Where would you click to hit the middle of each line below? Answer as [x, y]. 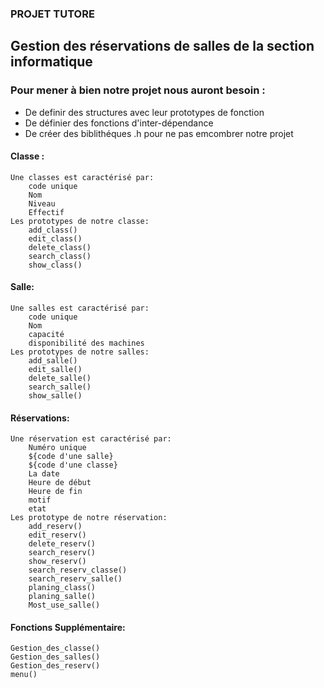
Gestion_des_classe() [55, 648]
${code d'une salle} [71, 457]
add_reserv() [55, 527]
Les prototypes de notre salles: [80, 352]
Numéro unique [57, 448]
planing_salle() [62, 597]
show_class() [55, 265]
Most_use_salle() [64, 605]
